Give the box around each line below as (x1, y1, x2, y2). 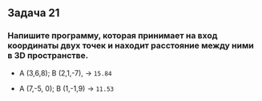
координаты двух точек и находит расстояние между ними (7, 40, 254, 51)
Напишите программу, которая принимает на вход (7, 30, 218, 41)
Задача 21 (7, 6, 60, 20)
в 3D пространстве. (7, 50, 89, 61)
